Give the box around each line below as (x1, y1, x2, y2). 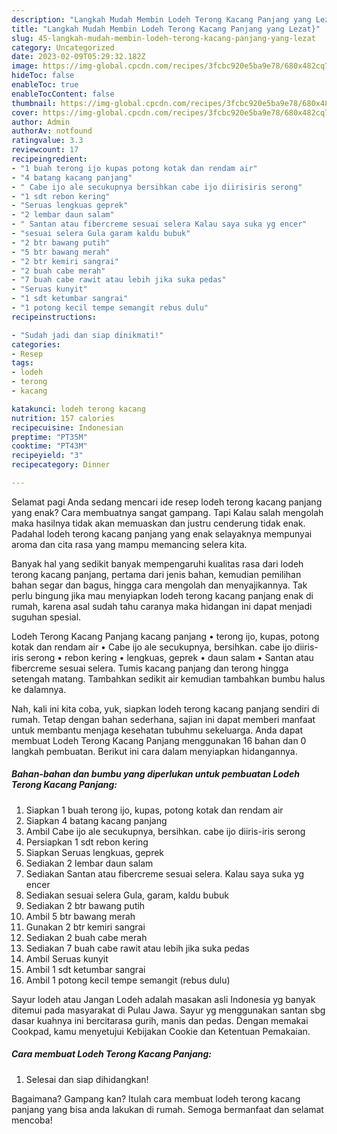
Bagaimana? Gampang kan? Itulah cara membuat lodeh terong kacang (11, 1092, 301, 1105)
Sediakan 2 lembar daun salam (25, 857, 154, 869)
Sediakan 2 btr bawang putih (25, 899, 146, 911)
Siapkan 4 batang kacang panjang (25, 814, 168, 826)
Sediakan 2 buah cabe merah (25, 931, 148, 943)
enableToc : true (11, 80, 79, 90)
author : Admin (11, 117, 71, 127)
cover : (11, 107, 39, 118)
